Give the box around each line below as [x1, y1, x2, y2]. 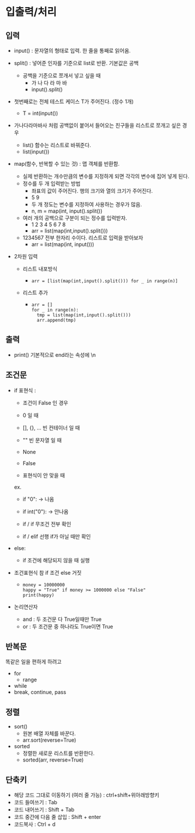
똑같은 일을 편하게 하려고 [5, 658, 62, 665]
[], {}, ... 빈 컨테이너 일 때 [22, 424, 80, 431]
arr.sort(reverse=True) [22, 736, 76, 744]
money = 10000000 [22, 582, 65, 588]
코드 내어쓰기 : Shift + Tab [13, 806, 75, 813]
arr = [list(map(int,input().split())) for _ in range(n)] [31, 278, 179, 284]
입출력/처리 [5, 5, 57, 19]
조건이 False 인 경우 [22, 399, 68, 406]
